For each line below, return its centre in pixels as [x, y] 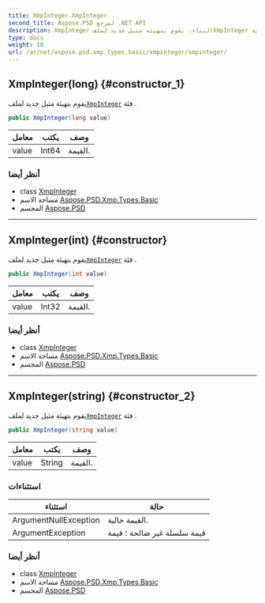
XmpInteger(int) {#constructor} [88, 241]
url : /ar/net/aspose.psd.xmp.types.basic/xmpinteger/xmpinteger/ [118, 52]
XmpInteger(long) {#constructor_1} [97, 84]
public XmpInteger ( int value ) [58, 273]
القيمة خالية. [128, 520]
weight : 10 [26, 45]
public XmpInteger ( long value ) [60, 118]
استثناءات [24, 486]
